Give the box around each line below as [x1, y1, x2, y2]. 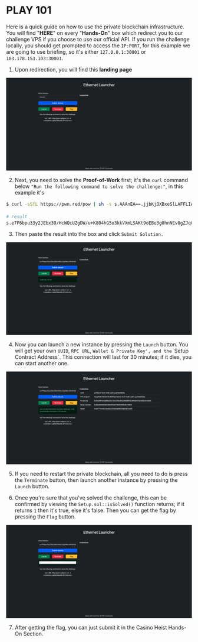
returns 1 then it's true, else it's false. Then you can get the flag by [14, 507, 176, 514]
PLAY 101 [6, 4, 52, 17]
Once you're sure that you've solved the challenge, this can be [14, 494, 167, 501]
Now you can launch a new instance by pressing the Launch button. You [14, 341, 189, 348]
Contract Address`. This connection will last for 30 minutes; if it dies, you [14, 354, 192, 361]
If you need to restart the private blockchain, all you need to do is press [14, 471, 188, 478]
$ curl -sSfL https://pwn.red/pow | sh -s [6, 201, 112, 207]
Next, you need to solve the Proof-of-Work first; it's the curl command [14, 176, 189, 183]
